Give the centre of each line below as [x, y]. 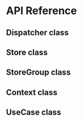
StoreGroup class [39, 73]
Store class [27, 52]
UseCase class [34, 112]
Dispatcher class [37, 33]
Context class [32, 92]
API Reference [41, 11]
